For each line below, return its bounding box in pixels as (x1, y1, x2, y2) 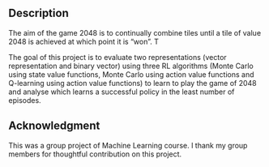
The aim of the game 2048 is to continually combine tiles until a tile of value (8, 28, 262, 37)
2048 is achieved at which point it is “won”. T (8, 36, 160, 46)
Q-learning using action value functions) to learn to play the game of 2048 (8, 78, 257, 88)
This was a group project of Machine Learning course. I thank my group (8, 140, 248, 150)
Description (8, 6, 69, 20)
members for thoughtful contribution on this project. (8, 149, 182, 159)
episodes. (8, 95, 42, 105)
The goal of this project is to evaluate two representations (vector (8, 52, 227, 62)
